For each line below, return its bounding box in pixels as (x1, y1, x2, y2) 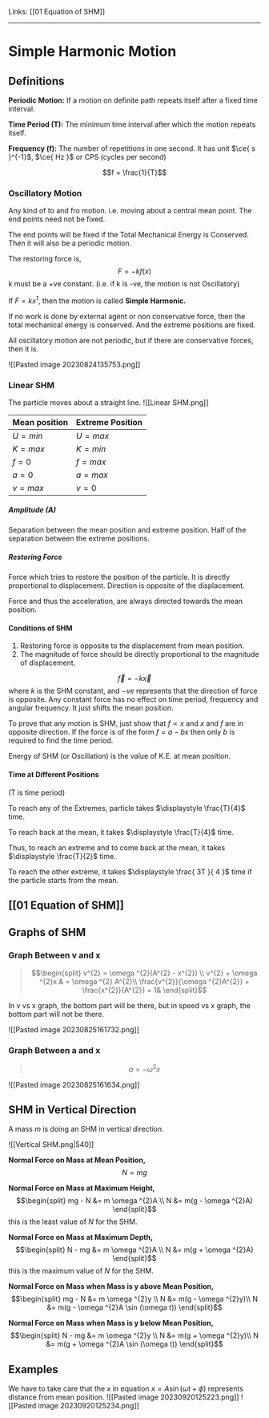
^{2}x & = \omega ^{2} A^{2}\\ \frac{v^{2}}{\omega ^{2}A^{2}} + (39, 976, 250, 986)
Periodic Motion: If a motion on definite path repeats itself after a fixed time (8, 95, 259, 105)
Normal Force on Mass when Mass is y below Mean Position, (8, 1319, 214, 1328)
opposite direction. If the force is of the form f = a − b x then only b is (8, 727, 235, 737)
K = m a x (12, 444, 46, 455)
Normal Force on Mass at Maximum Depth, (8, 1233, 154, 1242)
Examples (8, 1363, 58, 1376)
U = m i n (12, 431, 43, 442)
